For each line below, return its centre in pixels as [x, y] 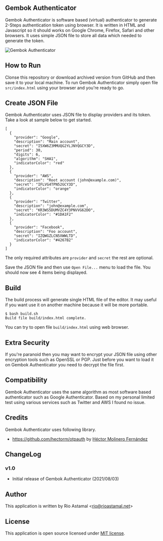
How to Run [23, 66]
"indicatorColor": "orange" [42, 189]
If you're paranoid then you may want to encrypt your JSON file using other [81, 355]
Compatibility [26, 380]
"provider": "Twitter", [38, 202]
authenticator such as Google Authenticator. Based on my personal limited [80, 397]
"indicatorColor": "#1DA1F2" [44, 215]
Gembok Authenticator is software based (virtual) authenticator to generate [81, 20]
